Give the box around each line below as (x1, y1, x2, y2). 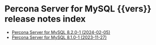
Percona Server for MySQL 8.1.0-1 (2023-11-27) (11, 34, 107, 40)
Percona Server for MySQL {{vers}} (4, 3, 152, 14)
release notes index (4, 13, 86, 24)
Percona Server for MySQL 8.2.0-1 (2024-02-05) (11, 29, 111, 35)
